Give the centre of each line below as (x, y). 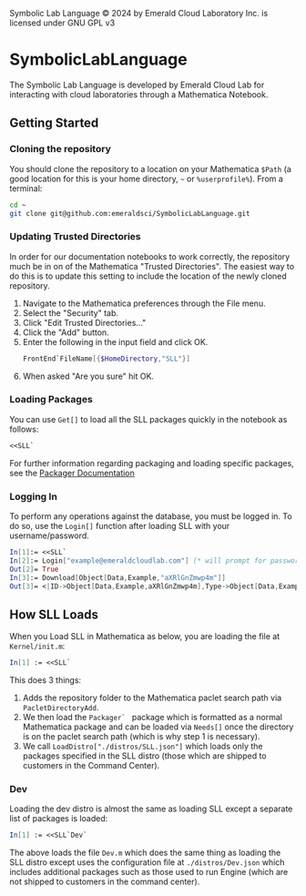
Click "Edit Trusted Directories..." (84, 322)
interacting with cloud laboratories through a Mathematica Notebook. (139, 94)
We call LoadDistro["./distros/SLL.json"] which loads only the (143, 747)
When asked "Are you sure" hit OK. (88, 376)
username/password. (49, 535)
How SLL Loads (54, 614)
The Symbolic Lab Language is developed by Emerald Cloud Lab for (137, 85)
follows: (24, 429)
